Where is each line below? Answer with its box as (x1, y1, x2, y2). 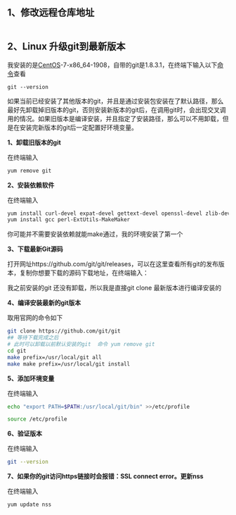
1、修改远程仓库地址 (7, 6, 95, 19)
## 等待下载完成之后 (7, 334, 59, 342)
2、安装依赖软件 (7, 180, 55, 189)
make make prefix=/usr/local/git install (7, 360, 131, 368)
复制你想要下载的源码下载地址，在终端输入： (19, 268, 149, 277)
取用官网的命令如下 (7, 314, 63, 322)
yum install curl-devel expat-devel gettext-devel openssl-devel (7, 210, 202, 217)
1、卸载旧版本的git (7, 138, 61, 147)
